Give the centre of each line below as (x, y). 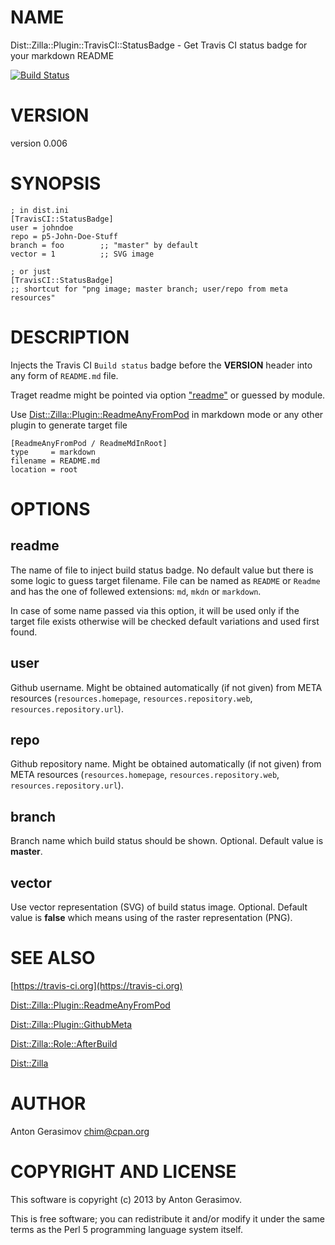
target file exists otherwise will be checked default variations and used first (165, 621)
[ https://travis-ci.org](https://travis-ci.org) (96, 985)
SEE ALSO (53, 958)
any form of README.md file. (64, 375)
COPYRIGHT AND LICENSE (123, 1172)
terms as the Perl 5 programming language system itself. (126, 1229)
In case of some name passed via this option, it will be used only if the (155, 610)
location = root (44, 469)
